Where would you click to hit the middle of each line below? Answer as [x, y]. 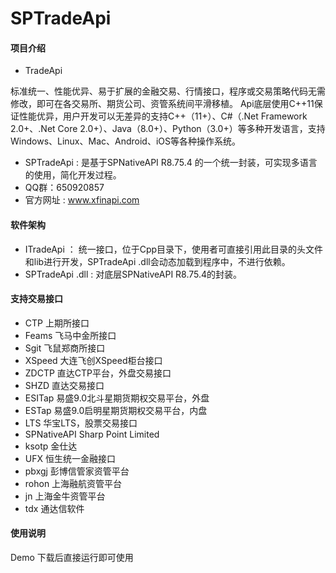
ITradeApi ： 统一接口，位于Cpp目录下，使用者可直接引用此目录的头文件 [174, 249]
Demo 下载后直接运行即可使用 [72, 557]
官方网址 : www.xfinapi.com [82, 200]
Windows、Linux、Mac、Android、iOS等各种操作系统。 [125, 141]
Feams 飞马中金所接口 [70, 335]
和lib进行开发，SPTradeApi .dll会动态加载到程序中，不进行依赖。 [157, 261]
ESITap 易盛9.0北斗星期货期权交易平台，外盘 [117, 398]
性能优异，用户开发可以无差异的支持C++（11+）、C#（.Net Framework [163, 116]
